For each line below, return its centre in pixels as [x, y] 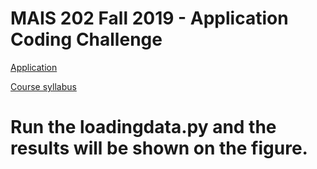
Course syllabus [43, 86]
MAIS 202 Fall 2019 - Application [149, 18]
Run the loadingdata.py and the [143, 127]
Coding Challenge [86, 39]
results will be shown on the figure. [159, 148]
